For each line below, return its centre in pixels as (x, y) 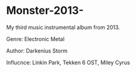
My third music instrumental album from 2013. (63, 27)
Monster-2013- (45, 11)
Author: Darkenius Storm (37, 51)
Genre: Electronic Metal (36, 39)
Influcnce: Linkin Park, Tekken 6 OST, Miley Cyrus (68, 62)
